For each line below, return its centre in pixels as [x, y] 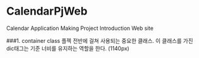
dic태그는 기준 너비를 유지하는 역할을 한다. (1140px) [68, 48]
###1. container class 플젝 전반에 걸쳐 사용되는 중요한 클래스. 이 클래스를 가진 [100, 40]
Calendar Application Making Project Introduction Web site [80, 28]
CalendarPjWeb [47, 11]
